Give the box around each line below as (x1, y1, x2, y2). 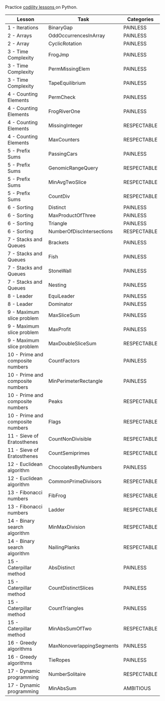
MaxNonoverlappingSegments (48, 642, 119, 649)
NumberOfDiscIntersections (48, 228, 113, 234)
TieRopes (48, 657, 70, 663)
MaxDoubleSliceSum (48, 340, 97, 347)
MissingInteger (48, 122, 83, 129)
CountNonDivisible (48, 435, 92, 442)
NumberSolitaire (48, 671, 86, 677)
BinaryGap (48, 24, 73, 31)
